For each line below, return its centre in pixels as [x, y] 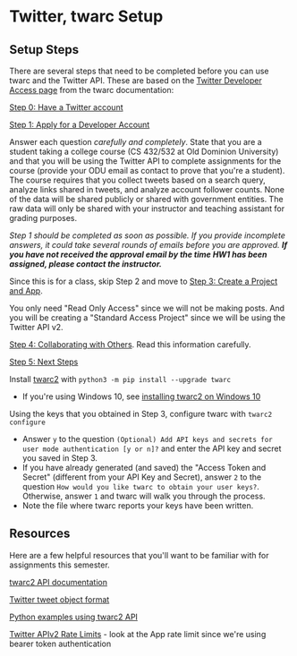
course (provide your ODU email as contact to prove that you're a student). [147, 170]
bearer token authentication [60, 643]
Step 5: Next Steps [44, 362]
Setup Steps [44, 50]
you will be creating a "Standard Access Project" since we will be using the [148, 318]
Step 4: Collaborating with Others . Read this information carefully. [131, 345]
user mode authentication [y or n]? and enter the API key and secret [152, 448]
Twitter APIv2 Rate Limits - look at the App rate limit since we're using [138, 634]
